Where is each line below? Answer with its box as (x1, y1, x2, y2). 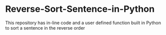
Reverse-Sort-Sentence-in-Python (5, 3, 155, 15)
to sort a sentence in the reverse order (5, 25, 85, 31)
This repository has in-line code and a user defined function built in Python (5, 20, 161, 26)
